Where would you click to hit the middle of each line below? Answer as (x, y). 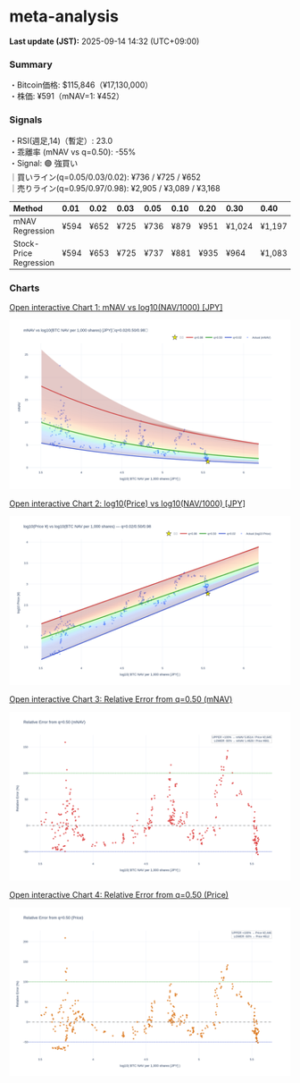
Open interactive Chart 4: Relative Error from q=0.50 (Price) (119, 894)
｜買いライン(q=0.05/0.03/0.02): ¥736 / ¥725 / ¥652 (105, 177)
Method (28, 208)
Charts (25, 288)
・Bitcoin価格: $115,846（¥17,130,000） (81, 85)
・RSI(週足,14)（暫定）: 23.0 (61, 140)
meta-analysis (64, 17)
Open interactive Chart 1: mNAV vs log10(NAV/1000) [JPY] (116, 308)
